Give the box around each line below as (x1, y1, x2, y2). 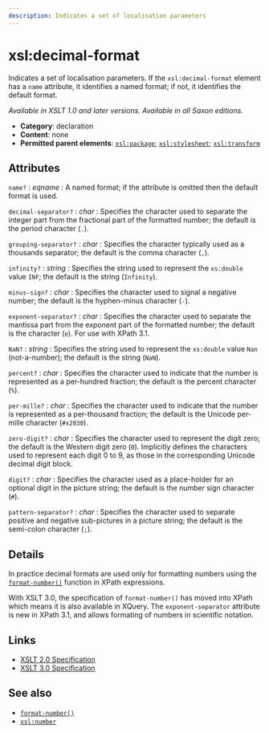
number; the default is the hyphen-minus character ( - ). (8, 296, 190, 306)
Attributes (8, 161, 60, 175)
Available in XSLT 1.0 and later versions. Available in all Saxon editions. (8, 105, 243, 115)
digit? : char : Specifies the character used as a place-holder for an (8, 474, 234, 484)
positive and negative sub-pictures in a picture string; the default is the (8, 515, 243, 526)
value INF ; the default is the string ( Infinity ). (8, 272, 158, 282)
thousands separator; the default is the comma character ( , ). (8, 248, 210, 258)
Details (8, 548, 44, 561)
